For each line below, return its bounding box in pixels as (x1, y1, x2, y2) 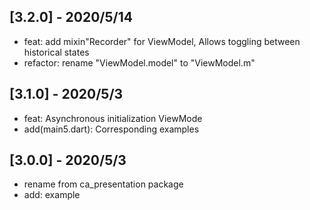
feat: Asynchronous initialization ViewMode (23, 112, 203, 124)
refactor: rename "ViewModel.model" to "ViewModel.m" (23, 56, 256, 69)
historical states (23, 46, 90, 58)
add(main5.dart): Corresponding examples (23, 123, 200, 135)
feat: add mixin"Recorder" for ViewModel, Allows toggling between (23, 35, 301, 47)
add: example (23, 189, 81, 201)
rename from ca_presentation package (23, 178, 184, 190)
